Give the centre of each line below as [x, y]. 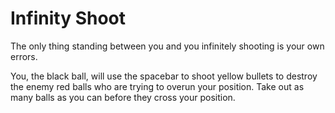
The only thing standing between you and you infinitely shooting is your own [167, 46]
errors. [24, 56]
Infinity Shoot [68, 18]
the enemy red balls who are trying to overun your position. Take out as [157, 86]
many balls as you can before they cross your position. [123, 97]
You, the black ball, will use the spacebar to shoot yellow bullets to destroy [164, 76]
